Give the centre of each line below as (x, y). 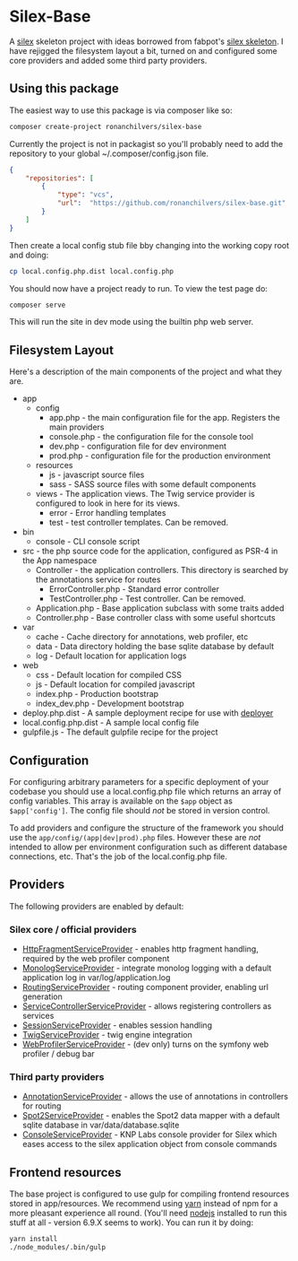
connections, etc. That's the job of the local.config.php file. (119, 857)
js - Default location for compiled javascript (115, 684)
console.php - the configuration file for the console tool (151, 437)
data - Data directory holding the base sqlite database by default (155, 647)
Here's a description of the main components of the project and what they (146, 372)
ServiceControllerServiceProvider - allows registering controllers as (147, 1006)
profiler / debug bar (59, 1054)
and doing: (29, 255)
